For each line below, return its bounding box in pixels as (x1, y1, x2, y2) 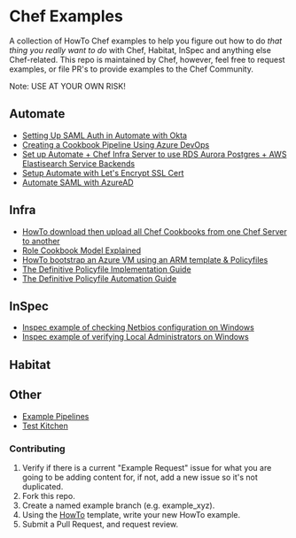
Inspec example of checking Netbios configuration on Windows (21, 322, 254, 333)
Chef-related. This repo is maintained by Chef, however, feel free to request (9, 54, 285, 65)
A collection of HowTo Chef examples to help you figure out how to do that (9, 35, 283, 46)
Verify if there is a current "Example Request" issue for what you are (21, 462, 272, 473)
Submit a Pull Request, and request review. (21, 519, 179, 529)
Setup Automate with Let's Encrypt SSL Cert (21, 167, 184, 178)
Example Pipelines (21, 411, 90, 421)
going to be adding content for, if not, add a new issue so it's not (21, 472, 259, 482)
